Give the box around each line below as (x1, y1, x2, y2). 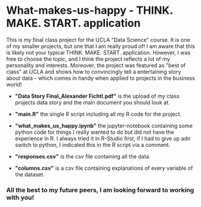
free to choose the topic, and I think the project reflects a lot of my (6, 55, 170, 62)
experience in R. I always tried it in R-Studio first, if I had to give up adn (14, 134, 191, 142)
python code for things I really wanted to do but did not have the (14, 128, 175, 136)
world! (6, 80, 22, 88)
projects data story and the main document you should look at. (14, 98, 170, 106)
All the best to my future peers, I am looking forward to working (6, 185, 194, 194)
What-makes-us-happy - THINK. (6, 4, 173, 17)
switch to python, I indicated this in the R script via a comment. (14, 141, 170, 148)
